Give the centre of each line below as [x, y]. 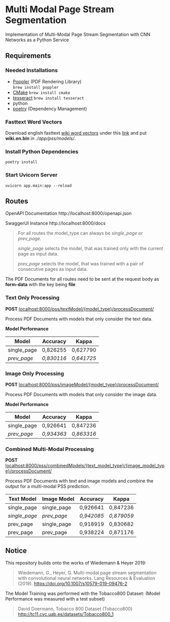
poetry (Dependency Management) [50, 109]
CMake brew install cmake [41, 92]
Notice [16, 550]
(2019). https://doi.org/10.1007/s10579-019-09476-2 [72, 584]
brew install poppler [35, 87]
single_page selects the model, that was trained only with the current [90, 248]
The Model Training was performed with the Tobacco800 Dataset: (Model [83, 593]
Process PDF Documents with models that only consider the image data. [81, 394]
